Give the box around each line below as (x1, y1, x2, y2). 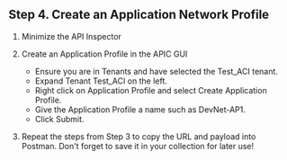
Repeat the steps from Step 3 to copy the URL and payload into (21, 130, 256, 142)
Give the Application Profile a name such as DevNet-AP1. (34, 103, 247, 115)
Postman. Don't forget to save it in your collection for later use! (21, 140, 255, 151)
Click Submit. (34, 113, 85, 124)
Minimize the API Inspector (21, 31, 122, 41)
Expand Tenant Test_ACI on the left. (34, 76, 168, 86)
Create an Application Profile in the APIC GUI (21, 49, 188, 59)
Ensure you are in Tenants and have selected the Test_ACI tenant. (34, 66, 278, 76)
